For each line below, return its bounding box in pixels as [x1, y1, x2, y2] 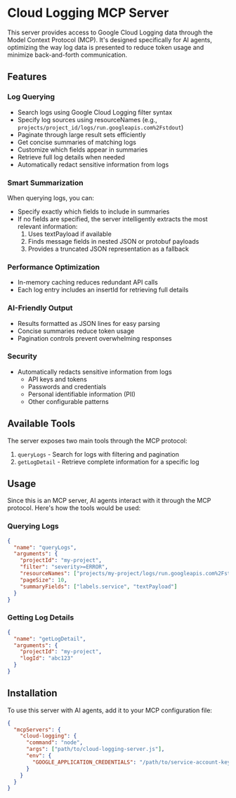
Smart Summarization [7, 178, 84, 188]
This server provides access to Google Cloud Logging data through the [7, 28, 213, 37]
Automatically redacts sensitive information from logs [17, 367, 172, 376]
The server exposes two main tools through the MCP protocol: [7, 436, 188, 445]
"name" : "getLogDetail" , [13, 635, 86, 642]
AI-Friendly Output [7, 303, 73, 313]
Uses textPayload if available [27, 230, 112, 238]
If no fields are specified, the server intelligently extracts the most [17, 214, 209, 223]
